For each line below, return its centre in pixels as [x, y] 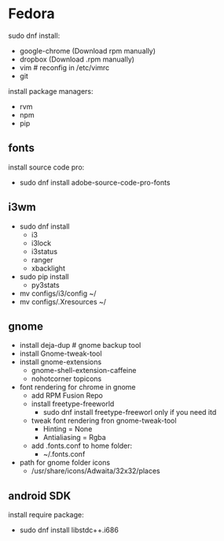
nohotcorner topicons [66, 379]
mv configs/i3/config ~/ [58, 293]
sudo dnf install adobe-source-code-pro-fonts [95, 182]
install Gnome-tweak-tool [61, 354]
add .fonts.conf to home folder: [82, 446]
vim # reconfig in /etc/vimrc [64, 67]
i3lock [41, 243]
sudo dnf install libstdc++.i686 [69, 530]
